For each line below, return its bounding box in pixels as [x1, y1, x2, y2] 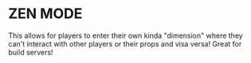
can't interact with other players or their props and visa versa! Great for [8, 39, 242, 48]
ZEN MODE [8, 5, 83, 23]
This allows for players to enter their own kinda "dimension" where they [8, 31, 243, 40]
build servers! [8, 47, 53, 57]
